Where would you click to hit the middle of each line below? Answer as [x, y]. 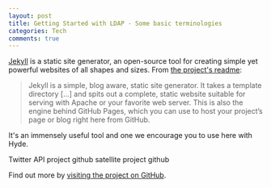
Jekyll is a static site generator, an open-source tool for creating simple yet [133, 61]
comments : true [34, 38]
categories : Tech [38, 31]
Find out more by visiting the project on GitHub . [87, 175]
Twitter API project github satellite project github [89, 160]
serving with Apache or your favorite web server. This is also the [135, 102]
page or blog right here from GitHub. [89, 120]
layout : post [30, 16]
